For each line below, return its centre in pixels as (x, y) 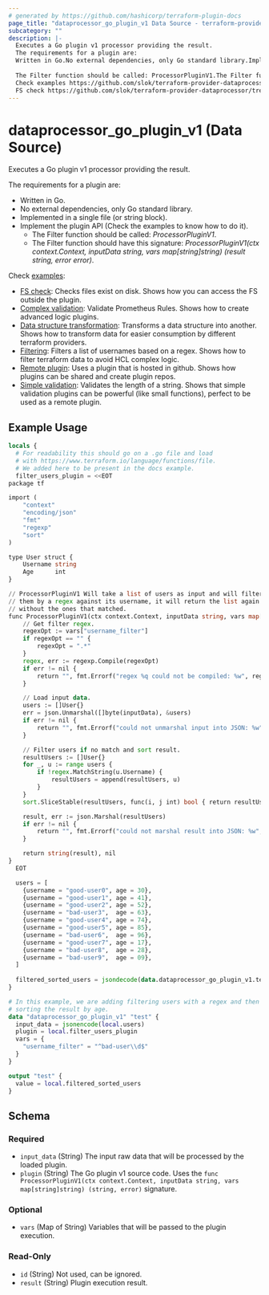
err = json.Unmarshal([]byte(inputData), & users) (107, 713)
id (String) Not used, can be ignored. (81, 1274)
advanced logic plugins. (59, 317)
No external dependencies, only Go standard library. (106, 209)
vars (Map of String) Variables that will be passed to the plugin (123, 1227)
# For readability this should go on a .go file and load (114, 454)
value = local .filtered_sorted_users (78, 1083)
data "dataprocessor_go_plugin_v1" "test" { (84, 1016)
